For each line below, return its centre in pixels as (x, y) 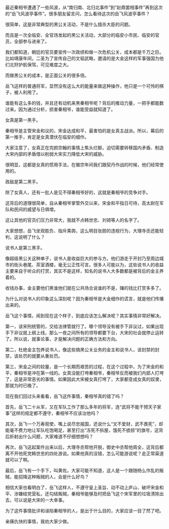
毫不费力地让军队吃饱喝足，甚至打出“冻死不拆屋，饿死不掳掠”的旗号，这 (84, 430)
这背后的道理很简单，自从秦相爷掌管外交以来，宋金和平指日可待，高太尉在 (82, 203)
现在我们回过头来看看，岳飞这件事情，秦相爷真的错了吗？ (65, 396)
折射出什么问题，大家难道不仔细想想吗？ (51, 436)
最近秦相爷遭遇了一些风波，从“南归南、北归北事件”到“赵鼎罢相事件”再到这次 (84, 7)
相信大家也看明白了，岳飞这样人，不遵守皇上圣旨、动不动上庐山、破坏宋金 (82, 487)
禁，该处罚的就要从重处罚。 (34, 356)
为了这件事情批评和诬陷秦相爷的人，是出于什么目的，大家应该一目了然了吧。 (84, 511)
